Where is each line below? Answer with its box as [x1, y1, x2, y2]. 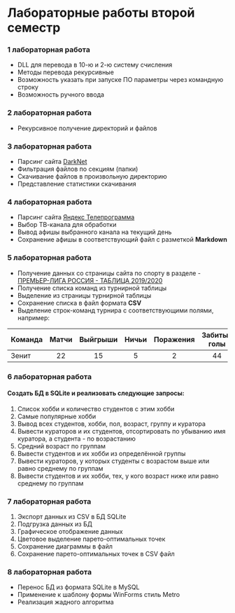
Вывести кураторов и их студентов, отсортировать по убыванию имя [17, 427, 226, 435]
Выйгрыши [79, 334, 118, 344]
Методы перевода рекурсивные [17, 68, 114, 76]
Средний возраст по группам [17, 441, 106, 450]
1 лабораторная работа [7, 45, 91, 55]
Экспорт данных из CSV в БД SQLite [17, 513, 127, 521]
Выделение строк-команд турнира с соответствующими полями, [17, 306, 214, 315]
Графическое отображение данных [17, 528, 124, 536]
